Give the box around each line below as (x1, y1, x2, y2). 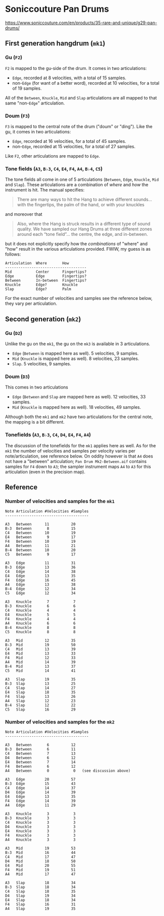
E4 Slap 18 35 (5, 690, 76, 695)
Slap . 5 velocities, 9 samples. (12, 360, 71, 366)
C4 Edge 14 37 (5, 785, 76, 791)
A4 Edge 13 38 (5, 582, 76, 587)
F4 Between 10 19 (5, 539, 76, 544)
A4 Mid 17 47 (5, 872, 76, 877)
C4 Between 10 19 (5, 530, 76, 535)
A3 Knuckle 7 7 (5, 599, 76, 604)
